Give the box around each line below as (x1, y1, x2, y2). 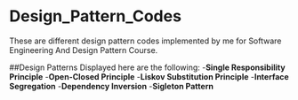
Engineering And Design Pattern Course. (9, 44, 158, 55)
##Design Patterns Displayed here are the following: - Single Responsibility (9, 62, 286, 73)
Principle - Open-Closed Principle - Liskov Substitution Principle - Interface (9, 71, 289, 81)
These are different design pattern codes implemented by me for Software (9, 35, 282, 46)
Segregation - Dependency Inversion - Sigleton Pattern (9, 81, 213, 91)
